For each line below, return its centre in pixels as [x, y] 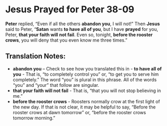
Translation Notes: [35, 56]
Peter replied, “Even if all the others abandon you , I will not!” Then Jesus [83, 24]
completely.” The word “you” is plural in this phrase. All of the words [85, 79]
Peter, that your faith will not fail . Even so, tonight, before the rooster [79, 34]
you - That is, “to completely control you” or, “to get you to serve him [86, 74]
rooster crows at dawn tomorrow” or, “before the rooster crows [79, 112]
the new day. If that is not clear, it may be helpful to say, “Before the [84, 107]
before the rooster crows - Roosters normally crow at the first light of [86, 101]
